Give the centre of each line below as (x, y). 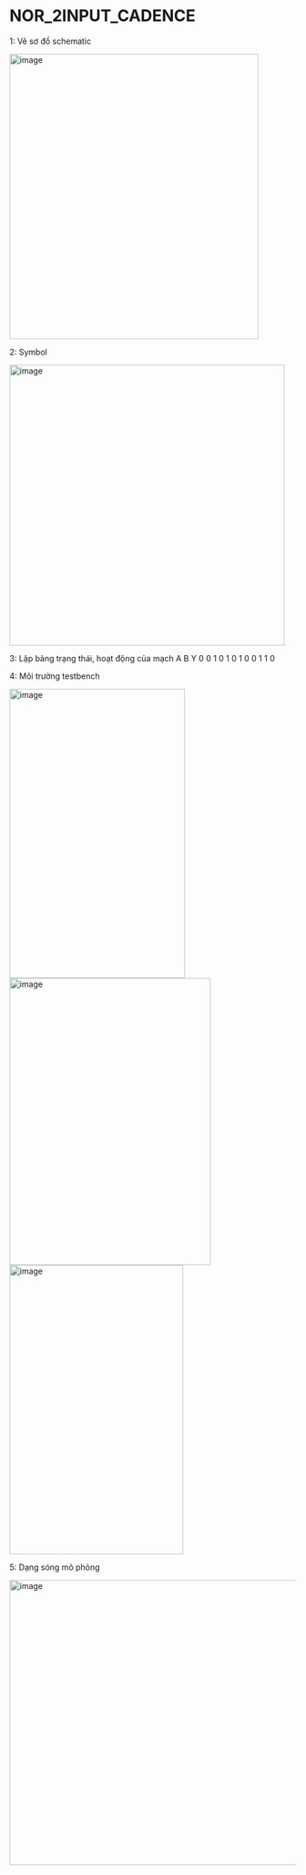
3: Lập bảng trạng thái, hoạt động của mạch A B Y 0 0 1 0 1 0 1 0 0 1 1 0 (142, 658)
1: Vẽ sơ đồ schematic (51, 41)
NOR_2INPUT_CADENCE (102, 16)
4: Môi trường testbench (55, 676)
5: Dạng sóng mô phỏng (55, 1567)
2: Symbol (28, 352)
